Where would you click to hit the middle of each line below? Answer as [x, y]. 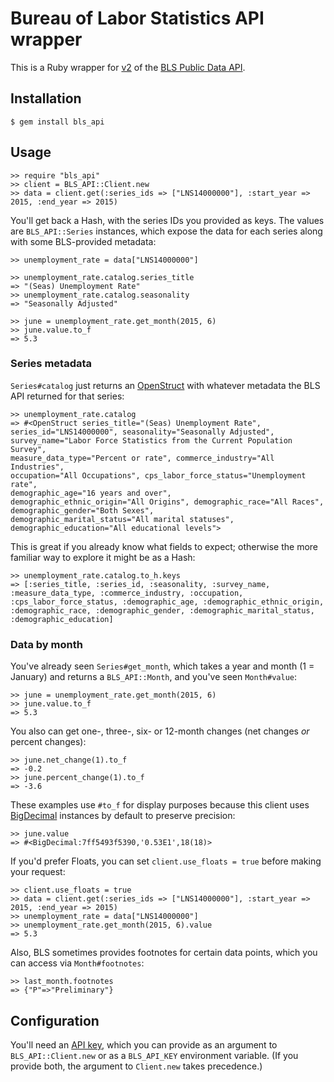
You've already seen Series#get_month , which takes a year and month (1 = [162, 666]
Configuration [55, 1020]
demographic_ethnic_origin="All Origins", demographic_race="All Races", [167, 502]
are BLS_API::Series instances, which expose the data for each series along [166, 231]
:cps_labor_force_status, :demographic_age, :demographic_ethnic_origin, [167, 602]
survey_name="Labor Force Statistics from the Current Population [151, 440]
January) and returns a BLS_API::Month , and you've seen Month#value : [153, 677]
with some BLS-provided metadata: [83, 241]
